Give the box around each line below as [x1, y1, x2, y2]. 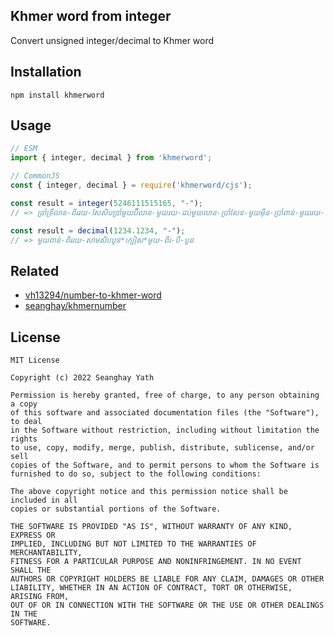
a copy [10, 399, 38, 409]
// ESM [10, 144, 38, 154]
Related [10, 262, 60, 279]
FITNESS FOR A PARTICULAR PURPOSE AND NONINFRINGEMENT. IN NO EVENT [10, 557, 302, 567]
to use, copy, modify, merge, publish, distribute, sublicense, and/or [10, 443, 315, 453]
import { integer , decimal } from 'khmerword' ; [10, 153, 213, 163]
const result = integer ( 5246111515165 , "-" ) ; [10, 198, 203, 208]
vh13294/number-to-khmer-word [24, 289, 162, 301]
